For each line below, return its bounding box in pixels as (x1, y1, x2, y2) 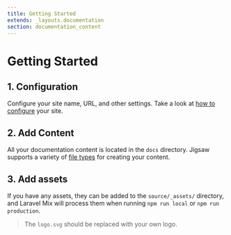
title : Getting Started (7, 10, 77, 17)
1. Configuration (7, 81, 79, 93)
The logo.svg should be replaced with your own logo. (24, 220, 177, 228)
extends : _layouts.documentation (7, 17, 104, 24)
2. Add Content (7, 127, 74, 139)
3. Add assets (7, 173, 68, 185)
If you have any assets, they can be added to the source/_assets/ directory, (7, 192, 225, 199)
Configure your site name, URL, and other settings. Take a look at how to (7, 99, 216, 108)
